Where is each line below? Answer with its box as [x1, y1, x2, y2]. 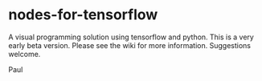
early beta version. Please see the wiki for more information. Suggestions [8, 40, 252, 50]
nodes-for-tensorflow [8, 6, 158, 24]
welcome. [8, 49, 41, 59]
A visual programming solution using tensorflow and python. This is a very [8, 32, 255, 42]
